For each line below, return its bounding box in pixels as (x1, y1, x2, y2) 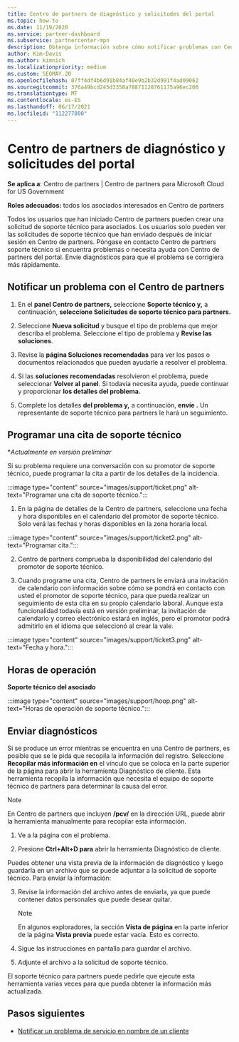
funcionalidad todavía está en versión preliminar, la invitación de (17, 607, 206, 615)
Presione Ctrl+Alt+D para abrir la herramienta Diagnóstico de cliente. (17, 844, 222, 853)
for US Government (7, 187, 65, 196)
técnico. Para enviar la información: (7, 874, 112, 882)
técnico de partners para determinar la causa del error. (7, 781, 169, 790)
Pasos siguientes (7, 1008, 85, 1020)
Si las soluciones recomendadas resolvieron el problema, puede (17, 372, 208, 380)
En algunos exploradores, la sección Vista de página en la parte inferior (17, 922, 229, 931)
